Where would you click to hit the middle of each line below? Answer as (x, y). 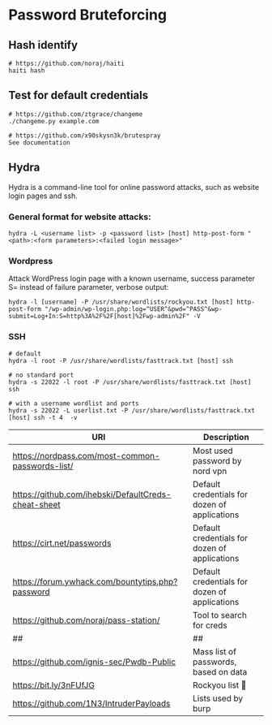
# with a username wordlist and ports (74, 403)
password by (217, 460)
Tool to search (220, 615)
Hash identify (43, 45)
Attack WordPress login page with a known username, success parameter (132, 278)
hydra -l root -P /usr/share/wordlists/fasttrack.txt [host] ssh (121, 360)
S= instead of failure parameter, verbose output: (89, 287)
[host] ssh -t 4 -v (43, 417)
